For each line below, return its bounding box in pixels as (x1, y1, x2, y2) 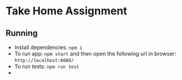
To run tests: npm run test (14, 63, 79, 70)
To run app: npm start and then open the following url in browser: (14, 50, 177, 57)
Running (5, 28, 38, 38)
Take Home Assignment (5, 4, 127, 18)
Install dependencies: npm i (14, 44, 82, 51)
